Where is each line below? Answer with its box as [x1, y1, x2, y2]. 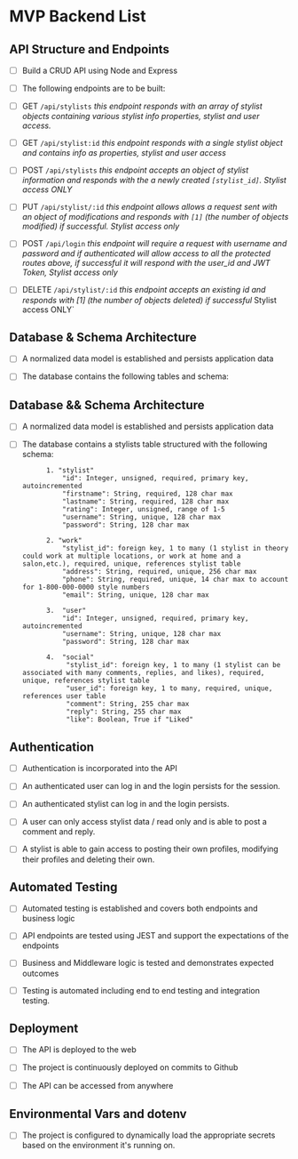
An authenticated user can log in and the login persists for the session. [21, 781, 281, 792]
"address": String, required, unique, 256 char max [61, 567, 257, 576]
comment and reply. [21, 826, 96, 837]
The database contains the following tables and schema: [21, 371, 229, 382]
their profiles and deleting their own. [21, 854, 155, 865]
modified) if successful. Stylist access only [21, 221, 180, 232]
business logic [21, 914, 75, 924]
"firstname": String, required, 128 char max [61, 489, 233, 499]
